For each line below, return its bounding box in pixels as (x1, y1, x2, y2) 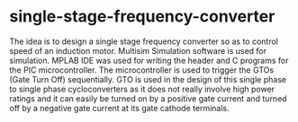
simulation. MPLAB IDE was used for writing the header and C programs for (9, 55, 289, 65)
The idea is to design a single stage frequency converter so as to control (9, 36, 279, 47)
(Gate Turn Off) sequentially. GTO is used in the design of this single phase (9, 74, 286, 84)
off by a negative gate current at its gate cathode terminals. (9, 102, 230, 113)
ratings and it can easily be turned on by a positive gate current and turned (9, 92, 287, 104)
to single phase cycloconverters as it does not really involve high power (9, 83, 275, 94)
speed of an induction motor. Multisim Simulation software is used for (9, 45, 267, 56)
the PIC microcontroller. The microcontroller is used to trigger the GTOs (9, 65, 275, 75)
